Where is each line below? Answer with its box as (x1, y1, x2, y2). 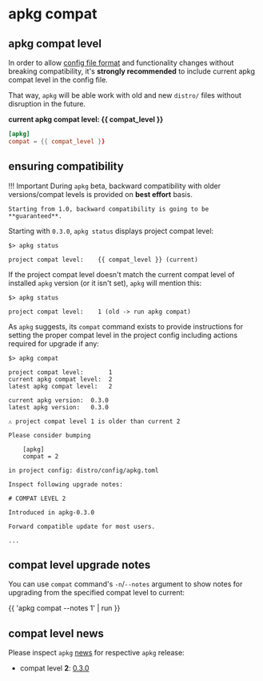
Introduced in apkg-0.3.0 (8, 508, 94, 517)
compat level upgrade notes (8, 558, 151, 571)
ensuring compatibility (8, 159, 124, 173)
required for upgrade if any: (8, 338, 100, 349)
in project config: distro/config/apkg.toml (8, 466, 159, 474)
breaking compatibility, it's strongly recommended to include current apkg (8, 66, 256, 76)
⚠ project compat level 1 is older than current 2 (8, 417, 181, 425)
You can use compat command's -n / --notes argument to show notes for (8, 579, 243, 589)
